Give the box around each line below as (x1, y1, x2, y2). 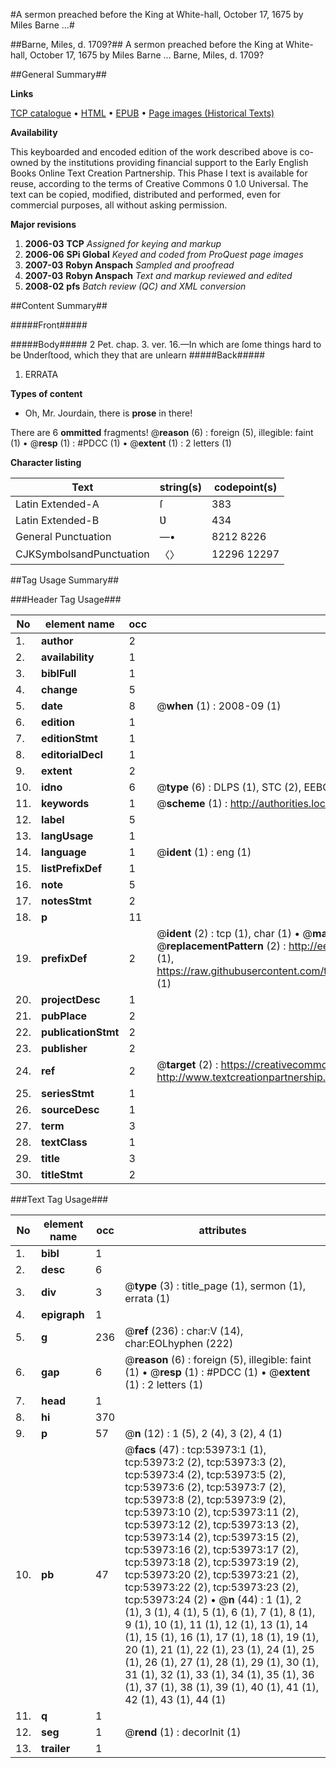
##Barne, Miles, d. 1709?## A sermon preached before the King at (10, 39, 284, 50)
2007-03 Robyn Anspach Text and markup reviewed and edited (24, 270, 293, 281)
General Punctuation (15, 530, 112, 543)
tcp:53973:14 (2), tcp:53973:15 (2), (124, 1530, 299, 1544)
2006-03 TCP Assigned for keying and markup (24, 238, 222, 249)
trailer (41, 1742, 71, 1755)
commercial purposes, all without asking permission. (10, 199, 228, 211)
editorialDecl (41, 748, 103, 761)
